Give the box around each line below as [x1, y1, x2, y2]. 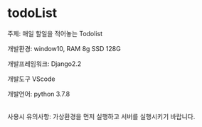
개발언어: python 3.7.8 [7, 89, 70, 98]
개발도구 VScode [7, 74, 55, 83]
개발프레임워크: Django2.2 [7, 59, 82, 68]
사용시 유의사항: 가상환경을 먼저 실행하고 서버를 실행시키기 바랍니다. [7, 112, 196, 121]
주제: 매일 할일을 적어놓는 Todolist [7, 29, 103, 38]
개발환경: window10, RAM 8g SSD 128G [7, 44, 121, 53]
